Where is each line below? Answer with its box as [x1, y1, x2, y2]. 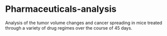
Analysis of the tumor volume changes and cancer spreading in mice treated [5, 20, 163, 26]
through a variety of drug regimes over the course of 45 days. [5, 25, 133, 31]
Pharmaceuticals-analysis [5, 3, 117, 15]
